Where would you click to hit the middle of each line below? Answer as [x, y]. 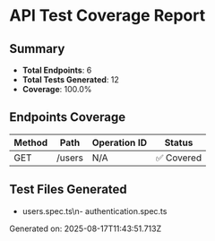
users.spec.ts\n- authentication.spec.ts [95, 211]
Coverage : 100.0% [57, 89]
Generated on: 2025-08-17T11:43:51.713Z [86, 228]
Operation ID [120, 142]
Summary [37, 49]
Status [179, 142]
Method [31, 142]
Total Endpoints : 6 [57, 70]
